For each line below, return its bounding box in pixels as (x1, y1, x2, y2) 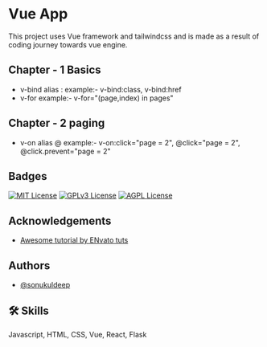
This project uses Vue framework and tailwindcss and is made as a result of (8, 31, 260, 41)
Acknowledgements (8, 214, 112, 227)
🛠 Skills (8, 304, 50, 318)
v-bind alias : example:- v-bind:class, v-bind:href (19, 84, 183, 94)
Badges (8, 169, 47, 183)
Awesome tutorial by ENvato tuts (19, 235, 129, 245)
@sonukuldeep (19, 280, 71, 289)
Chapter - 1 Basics (8, 63, 102, 77)
